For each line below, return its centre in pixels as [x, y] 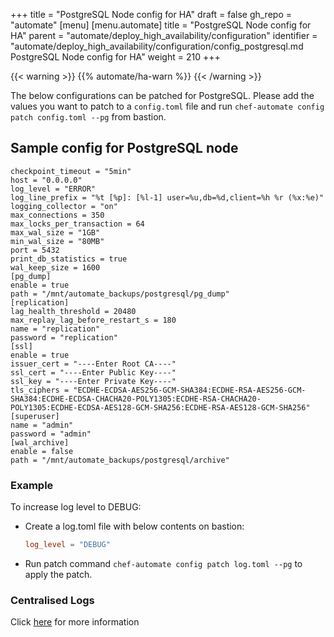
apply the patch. [58, 574]
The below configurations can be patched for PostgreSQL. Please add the [162, 95]
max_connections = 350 [57, 215]
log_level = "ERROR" [53, 189]
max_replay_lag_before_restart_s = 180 [93, 320]
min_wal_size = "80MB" [57, 241]
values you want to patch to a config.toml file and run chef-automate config [167, 106]
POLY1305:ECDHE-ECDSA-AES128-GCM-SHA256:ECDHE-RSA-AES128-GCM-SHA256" [160, 407]
